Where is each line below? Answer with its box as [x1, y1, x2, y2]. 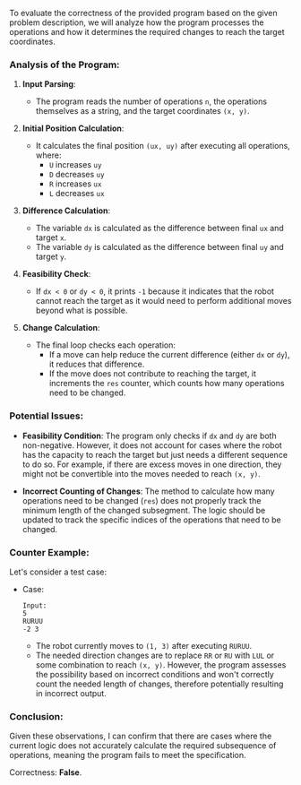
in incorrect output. [35, 687, 107, 698]
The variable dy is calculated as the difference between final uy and [35, 242, 284, 253]
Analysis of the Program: [9, 58, 120, 71]
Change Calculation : [21, 323, 100, 333]
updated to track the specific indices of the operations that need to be [21, 514, 281, 525]
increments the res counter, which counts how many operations [48, 378, 285, 389]
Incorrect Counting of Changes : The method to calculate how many [21, 486, 275, 496]
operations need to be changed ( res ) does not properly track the [21, 495, 262, 505]
